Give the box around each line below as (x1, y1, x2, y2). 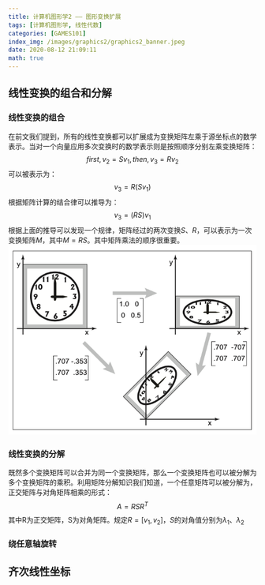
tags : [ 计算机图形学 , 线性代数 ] (8, 21, 103, 29)
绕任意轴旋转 (8, 538, 58, 549)
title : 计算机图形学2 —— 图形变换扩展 (8, 13, 121, 21)
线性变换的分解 (8, 448, 65, 459)
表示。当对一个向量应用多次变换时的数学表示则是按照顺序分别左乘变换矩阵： (8, 141, 257, 151)
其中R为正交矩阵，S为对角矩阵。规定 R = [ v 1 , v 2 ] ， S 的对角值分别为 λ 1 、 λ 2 (8, 516, 244, 527)
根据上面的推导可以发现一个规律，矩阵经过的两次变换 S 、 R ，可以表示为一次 (8, 226, 252, 235)
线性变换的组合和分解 (8, 87, 112, 100)
